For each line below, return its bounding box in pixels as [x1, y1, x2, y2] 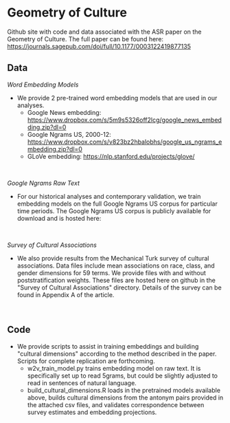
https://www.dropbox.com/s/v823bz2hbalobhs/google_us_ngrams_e [27, 138, 222, 146]
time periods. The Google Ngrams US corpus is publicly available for [16, 206, 211, 215]
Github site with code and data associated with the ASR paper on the [7, 28, 202, 36]
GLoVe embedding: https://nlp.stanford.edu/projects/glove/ [27, 152, 195, 160]
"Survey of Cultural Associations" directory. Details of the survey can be [16, 283, 222, 292]
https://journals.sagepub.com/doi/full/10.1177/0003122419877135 [7, 42, 191, 50]
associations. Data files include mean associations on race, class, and [16, 261, 215, 270]
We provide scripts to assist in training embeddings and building [16, 342, 199, 350]
